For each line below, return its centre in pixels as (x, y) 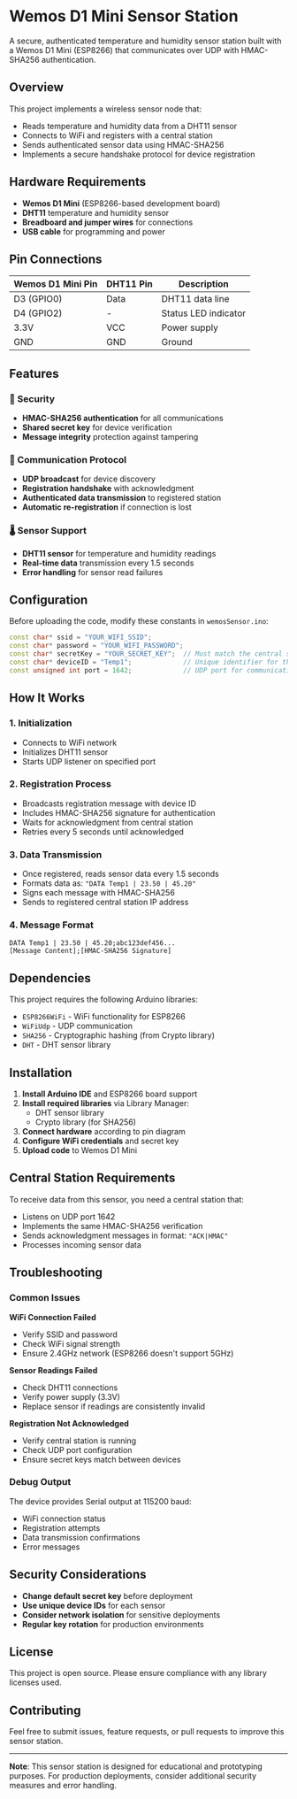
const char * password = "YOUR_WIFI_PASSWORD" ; (96, 646)
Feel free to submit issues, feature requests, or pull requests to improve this (147, 1732)
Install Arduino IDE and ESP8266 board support (110, 1094)
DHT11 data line (195, 299)
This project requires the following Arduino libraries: (104, 999)
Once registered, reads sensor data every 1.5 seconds (120, 874)
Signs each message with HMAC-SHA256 (98, 893)
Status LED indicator (204, 313)
